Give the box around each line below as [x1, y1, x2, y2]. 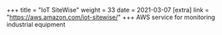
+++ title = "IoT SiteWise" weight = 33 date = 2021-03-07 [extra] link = [6, 6, 209, 14]
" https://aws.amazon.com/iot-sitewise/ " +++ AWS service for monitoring [6, 13, 216, 21]
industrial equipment [6, 21, 65, 28]
